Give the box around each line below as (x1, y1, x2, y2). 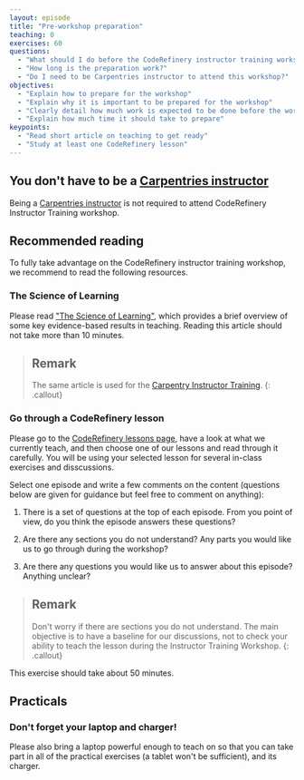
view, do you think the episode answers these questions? (22, 516, 236, 527)
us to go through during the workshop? (22, 543, 169, 554)
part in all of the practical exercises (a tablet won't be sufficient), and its (9, 751, 278, 762)
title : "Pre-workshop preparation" (9, 22, 144, 31)
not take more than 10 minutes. (9, 329, 125, 340)
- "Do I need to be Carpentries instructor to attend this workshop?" (17, 73, 290, 82)
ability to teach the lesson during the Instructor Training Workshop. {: (31, 640, 290, 651)
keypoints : (9, 123, 51, 132)
